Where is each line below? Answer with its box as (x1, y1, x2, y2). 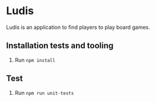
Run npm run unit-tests (14, 89, 74, 96)
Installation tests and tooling (6, 41, 114, 51)
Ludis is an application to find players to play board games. (6, 24, 150, 31)
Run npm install (14, 56, 56, 63)
